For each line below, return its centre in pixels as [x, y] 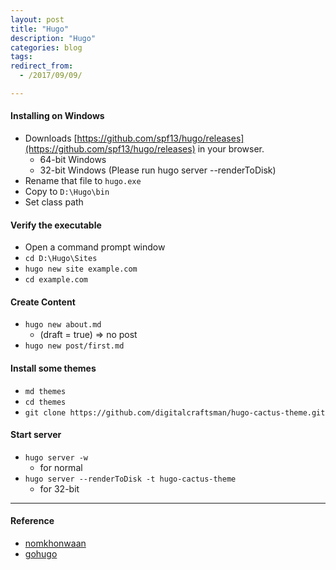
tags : [21, 57]
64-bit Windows [73, 160]
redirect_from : [42, 66]
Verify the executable [56, 225]
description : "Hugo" [53, 38]
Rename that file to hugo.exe [83, 181]
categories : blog [46, 47]
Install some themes [53, 368]
